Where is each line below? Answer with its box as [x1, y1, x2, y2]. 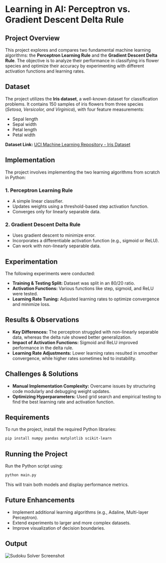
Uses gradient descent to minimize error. [12, 232, 96, 238]
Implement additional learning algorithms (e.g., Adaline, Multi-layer [12, 509, 149, 515]
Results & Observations [5, 316, 79, 324]
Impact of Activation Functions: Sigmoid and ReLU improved [12, 339, 138, 345]
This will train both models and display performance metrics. [5, 481, 129, 488]
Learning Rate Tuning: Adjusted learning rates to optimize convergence [12, 296, 160, 302]
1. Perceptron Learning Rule [5, 187, 73, 193]
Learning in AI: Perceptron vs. [5, 3, 130, 15]
